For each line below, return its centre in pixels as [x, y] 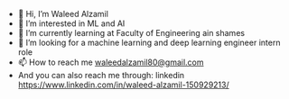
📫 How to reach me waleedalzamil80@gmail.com [111, 62]
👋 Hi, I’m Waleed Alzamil [63, 14]
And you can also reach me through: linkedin [101, 75]
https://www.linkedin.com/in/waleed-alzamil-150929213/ [123, 85]
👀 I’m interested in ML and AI [71, 23]
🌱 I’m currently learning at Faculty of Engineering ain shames [131, 33]
